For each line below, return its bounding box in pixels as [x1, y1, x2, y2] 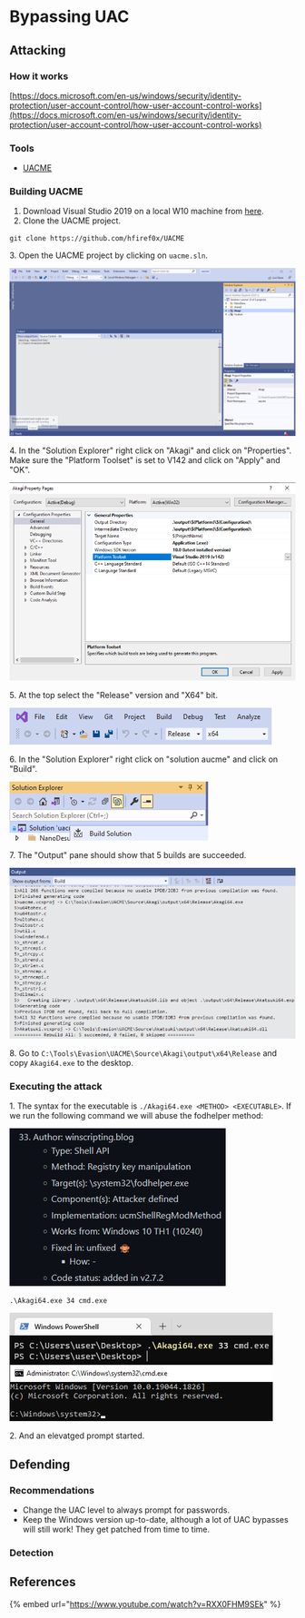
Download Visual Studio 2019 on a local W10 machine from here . [22, 206, 265, 217]
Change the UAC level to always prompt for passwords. [22, 1505, 230, 1515]
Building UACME [9, 185, 84, 198]
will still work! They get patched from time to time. [22, 1524, 211, 1534]
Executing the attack [9, 1080, 103, 1092]
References [9, 1574, 76, 1590]
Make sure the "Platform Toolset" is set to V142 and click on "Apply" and [9, 454, 281, 465]
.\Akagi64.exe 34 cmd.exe [9, 1297, 107, 1306]
